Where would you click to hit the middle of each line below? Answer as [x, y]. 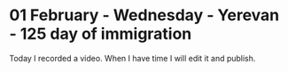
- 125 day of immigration [101, 34]
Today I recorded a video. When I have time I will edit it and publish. [132, 58]
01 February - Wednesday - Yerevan [144, 15]
